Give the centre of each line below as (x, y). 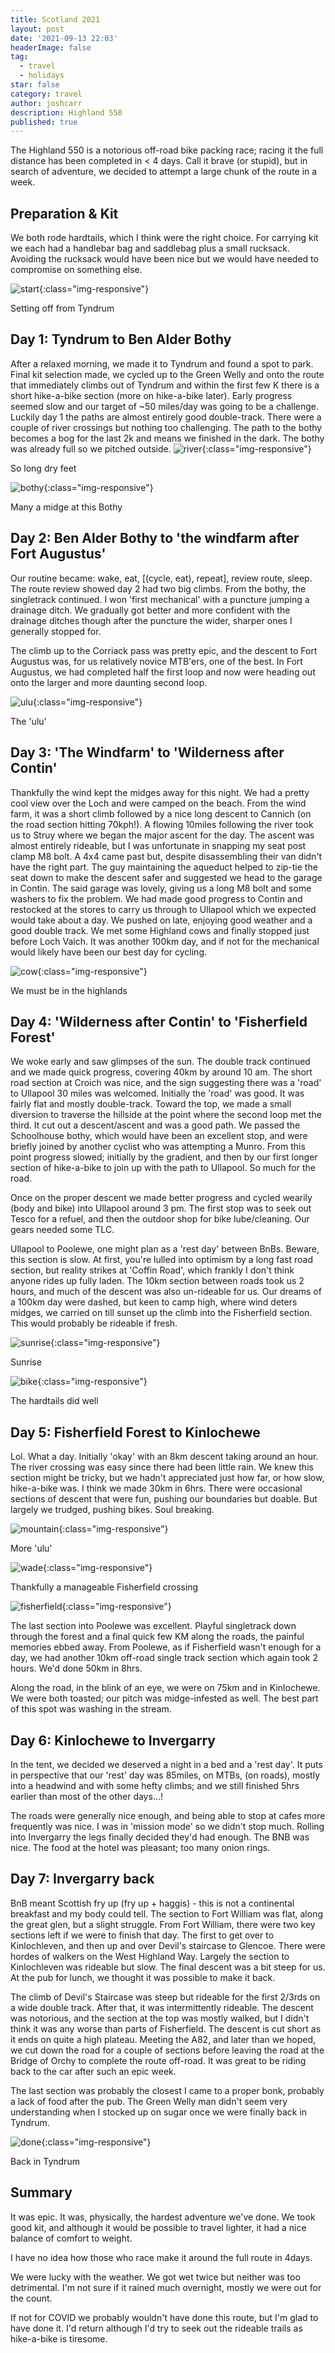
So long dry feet (43, 468)
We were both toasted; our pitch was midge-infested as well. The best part (164, 1698)
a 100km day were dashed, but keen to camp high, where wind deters (154, 1302)
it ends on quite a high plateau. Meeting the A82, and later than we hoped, (163, 2039)
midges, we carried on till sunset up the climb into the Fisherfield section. (161, 1313)
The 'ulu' (28, 721)
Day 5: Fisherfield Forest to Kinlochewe (135, 1432)
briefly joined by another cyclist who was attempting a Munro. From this (158, 1147)
